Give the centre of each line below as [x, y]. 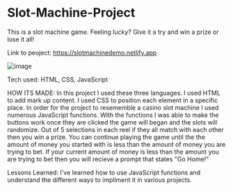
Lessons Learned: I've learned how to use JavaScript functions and [104, 172]
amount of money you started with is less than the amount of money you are [116, 144]
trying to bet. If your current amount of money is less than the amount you [113, 152]
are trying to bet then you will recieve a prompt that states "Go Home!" [108, 159]
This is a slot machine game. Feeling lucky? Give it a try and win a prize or [113, 32]
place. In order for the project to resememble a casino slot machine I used [113, 107]
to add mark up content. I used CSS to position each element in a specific [112, 100]
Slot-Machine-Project [71, 13]
